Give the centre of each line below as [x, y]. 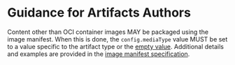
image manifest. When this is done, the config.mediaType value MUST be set [117, 39]
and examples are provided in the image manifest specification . [99, 54]
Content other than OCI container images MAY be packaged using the [108, 32]
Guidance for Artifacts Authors [99, 13]
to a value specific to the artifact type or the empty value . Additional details [115, 46]
